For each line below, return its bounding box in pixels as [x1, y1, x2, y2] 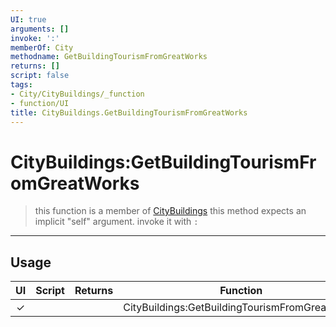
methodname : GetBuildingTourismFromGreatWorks [10, 52, 208, 62]
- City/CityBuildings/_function [10, 89, 145, 99]
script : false [10, 71, 70, 81]
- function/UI [10, 98, 70, 108]
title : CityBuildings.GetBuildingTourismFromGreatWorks [10, 107, 248, 118]
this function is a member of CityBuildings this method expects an [34, 205, 307, 217]
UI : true [10, 14, 47, 25]
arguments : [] [10, 24, 70, 34]
